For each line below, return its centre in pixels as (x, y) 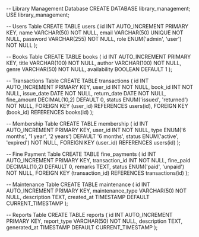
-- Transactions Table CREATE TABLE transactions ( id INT (78, 81)
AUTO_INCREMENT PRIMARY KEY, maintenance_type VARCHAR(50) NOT (97, 191)
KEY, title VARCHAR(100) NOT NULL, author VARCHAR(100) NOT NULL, (94, 63)
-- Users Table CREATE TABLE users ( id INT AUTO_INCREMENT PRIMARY (97, 26)
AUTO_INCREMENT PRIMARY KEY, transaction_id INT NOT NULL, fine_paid (98, 160)
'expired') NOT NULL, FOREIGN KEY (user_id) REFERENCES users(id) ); (94, 142)
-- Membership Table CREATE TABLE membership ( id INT (77, 124)
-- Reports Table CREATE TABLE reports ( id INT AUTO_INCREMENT (90, 215)
